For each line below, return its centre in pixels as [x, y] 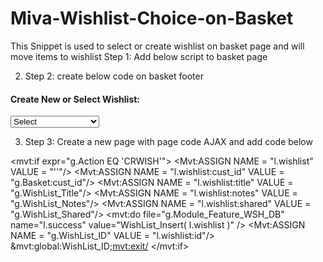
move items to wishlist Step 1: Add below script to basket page [139, 56]
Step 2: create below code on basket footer [114, 76]
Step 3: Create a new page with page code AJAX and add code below [168, 142]
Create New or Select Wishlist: [75, 99]
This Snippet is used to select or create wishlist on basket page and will [157, 46]
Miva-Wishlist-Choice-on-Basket [152, 18]
